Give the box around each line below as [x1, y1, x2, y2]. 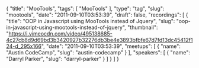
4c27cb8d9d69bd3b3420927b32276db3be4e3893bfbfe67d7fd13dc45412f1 [6, 37, 193, 43]
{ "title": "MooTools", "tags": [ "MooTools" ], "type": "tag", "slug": [6, 5, 165, 12]
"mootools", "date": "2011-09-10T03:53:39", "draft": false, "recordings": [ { [6, 11, 188, 18]
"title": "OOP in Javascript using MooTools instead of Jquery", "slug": [6, 18, 175, 24]
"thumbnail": [127, 24, 158, 31]
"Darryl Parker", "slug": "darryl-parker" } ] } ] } [6, 56, 120, 62]
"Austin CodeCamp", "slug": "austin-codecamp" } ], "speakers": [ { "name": [6, 49, 191, 56]
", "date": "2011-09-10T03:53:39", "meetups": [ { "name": [41, 43, 181, 50]
